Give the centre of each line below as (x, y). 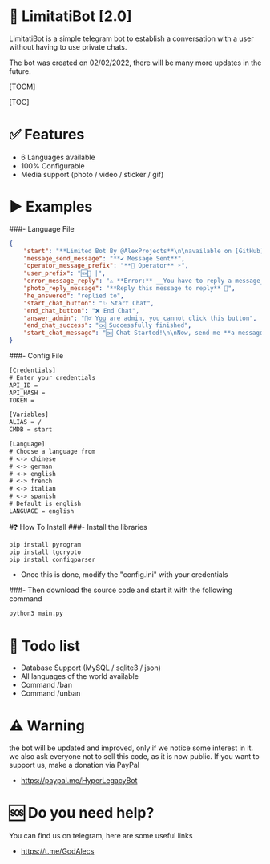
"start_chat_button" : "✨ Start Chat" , (89, 303)
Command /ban (46, 685)
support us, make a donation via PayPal (74, 765)
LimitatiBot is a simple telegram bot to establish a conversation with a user (132, 38)
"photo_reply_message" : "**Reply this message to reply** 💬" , (129, 289)
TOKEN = (22, 400)
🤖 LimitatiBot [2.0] (71, 16)
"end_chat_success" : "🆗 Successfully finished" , (107, 325)
